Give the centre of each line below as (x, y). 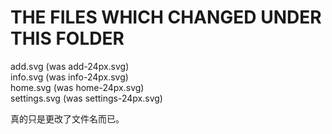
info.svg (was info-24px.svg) (69, 77)
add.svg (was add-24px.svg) (70, 66)
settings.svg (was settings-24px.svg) (86, 98)
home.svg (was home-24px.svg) (77, 87)
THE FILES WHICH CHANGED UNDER (166, 17)
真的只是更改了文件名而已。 (67, 118)
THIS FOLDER (67, 38)
